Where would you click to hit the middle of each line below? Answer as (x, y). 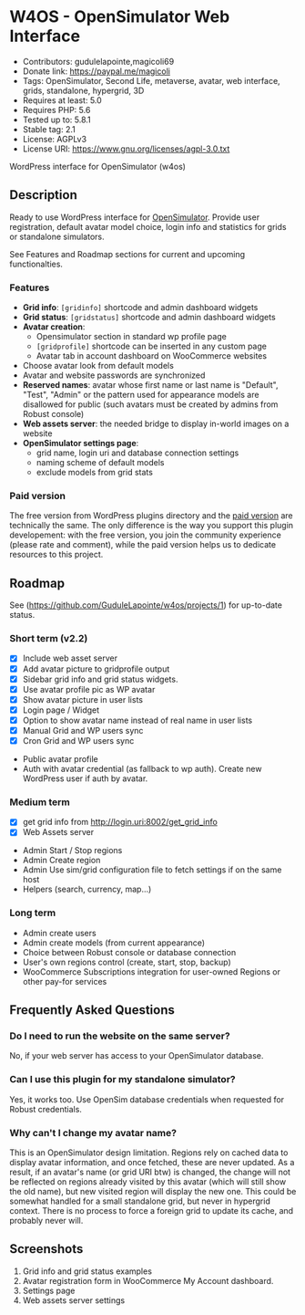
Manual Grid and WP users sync (83, 730)
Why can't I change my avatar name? (93, 1132)
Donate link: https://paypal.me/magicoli (97, 71)
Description (43, 195)
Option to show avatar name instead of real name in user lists (137, 720)
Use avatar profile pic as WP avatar (89, 689)
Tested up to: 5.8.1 (56, 120)
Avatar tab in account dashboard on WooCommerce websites (151, 356)
